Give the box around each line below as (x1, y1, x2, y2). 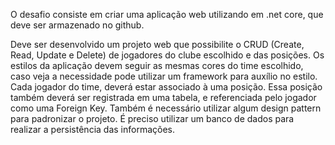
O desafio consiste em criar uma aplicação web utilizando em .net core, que (10, 9, 324, 20)
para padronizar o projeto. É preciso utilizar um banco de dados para (10, 113, 295, 124)
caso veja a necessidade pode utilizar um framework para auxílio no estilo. (10, 70, 318, 82)
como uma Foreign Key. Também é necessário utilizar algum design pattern (10, 102, 322, 114)
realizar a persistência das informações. (10, 124, 175, 135)
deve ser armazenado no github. (10, 19, 145, 31)
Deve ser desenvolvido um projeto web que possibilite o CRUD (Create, (10, 39, 305, 50)
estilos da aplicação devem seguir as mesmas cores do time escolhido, (10, 60, 304, 71)
